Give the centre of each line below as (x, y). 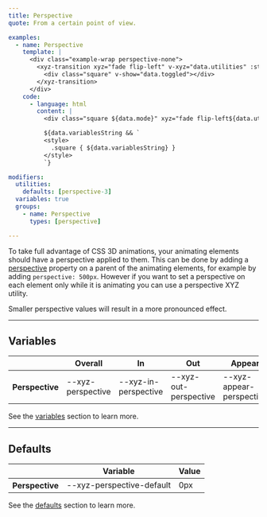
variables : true (42, 200)
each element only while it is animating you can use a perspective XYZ (124, 285)
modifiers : (26, 177)
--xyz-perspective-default (118, 485)
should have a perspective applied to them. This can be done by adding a (128, 259)
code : (32, 96)
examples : (25, 37)
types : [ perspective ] (65, 221)
